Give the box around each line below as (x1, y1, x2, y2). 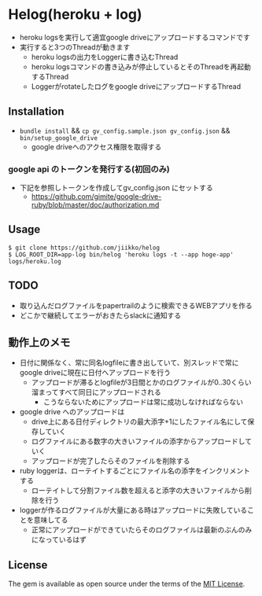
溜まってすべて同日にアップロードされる (31, 388, 161, 397)
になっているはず (31, 535, 87, 544)
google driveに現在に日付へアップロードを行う (19, 368, 172, 377)
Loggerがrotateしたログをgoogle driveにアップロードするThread (31, 81, 242, 91)
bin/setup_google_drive (19, 134, 98, 142)
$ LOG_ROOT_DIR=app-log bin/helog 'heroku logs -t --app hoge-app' (8, 250, 234, 259)
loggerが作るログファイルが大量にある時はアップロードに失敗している (19, 506, 248, 515)
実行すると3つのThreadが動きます (19, 42, 131, 52)
